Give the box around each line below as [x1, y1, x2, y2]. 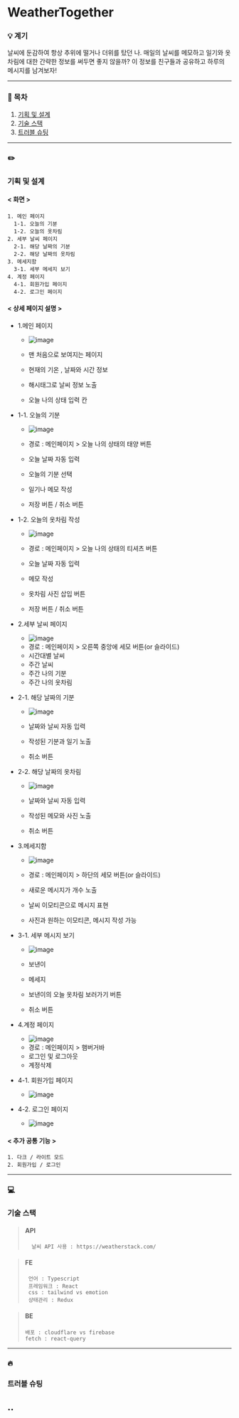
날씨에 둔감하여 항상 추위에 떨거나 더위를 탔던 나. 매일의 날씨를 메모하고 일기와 [7, 48, 224, 57]
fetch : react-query [24, 1335, 86, 1342]
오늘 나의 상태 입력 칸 [28, 396, 87, 404]
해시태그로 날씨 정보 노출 [28, 381, 97, 389]
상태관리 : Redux [28, 1296, 73, 1304]
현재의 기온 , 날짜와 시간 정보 [28, 366, 108, 374]
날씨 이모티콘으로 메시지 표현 [28, 901, 109, 909]
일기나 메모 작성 [28, 485, 73, 494]
